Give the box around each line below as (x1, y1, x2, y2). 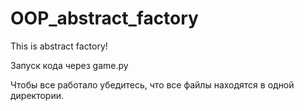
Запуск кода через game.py (10, 59, 129, 71)
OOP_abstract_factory (10, 7, 199, 30)
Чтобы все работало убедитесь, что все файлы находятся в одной (10, 78, 295, 91)
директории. (10, 89, 65, 101)
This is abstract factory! (10, 40, 108, 52)
